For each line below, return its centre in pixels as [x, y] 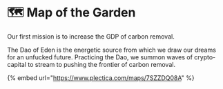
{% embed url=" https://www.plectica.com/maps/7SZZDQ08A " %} [101, 78]
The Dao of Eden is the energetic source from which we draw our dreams [111, 50]
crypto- [205, 57]
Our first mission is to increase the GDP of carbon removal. [91, 36]
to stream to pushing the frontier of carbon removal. [101, 64]
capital [17, 64]
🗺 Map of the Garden [71, 13]
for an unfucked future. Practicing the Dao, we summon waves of [100, 57]
